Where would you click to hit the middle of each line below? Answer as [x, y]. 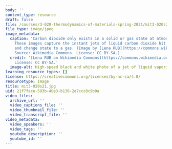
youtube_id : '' [26, 139]
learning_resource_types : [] [36, 72]
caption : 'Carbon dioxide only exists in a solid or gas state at [82, 39]
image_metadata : [23, 34]
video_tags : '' [26, 129]
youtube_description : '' [36, 134]
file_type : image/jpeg [29, 29]
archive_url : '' [27, 100]
